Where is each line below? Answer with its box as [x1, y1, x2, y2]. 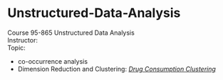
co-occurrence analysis [17, 57, 88, 65]
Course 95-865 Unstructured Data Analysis [7, 28, 135, 37]
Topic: [7, 43, 26, 52]
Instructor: [7, 35, 38, 44]
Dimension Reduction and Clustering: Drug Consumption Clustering [17, 64, 216, 73]
